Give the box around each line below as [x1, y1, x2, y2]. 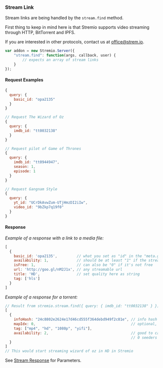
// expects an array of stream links [22, 57, 98, 62]
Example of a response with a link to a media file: [5, 235, 104, 241]
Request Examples [5, 77, 44, 83]
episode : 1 [14, 168, 36, 174]
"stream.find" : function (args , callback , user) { [14, 53, 116, 58]
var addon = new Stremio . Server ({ [5, 48, 75, 54]
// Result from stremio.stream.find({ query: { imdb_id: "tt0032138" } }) [5, 303, 160, 308]
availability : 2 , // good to [14, 331, 153, 335]
